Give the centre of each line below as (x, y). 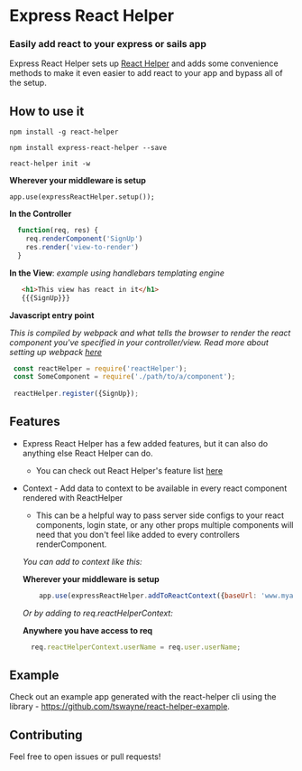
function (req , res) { (58, 230)
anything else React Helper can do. (87, 453)
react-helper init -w (50, 164)
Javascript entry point (52, 315)
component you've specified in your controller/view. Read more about (139, 342)
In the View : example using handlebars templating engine (117, 273)
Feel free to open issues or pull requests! (85, 757)
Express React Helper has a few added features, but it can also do (145, 443)
